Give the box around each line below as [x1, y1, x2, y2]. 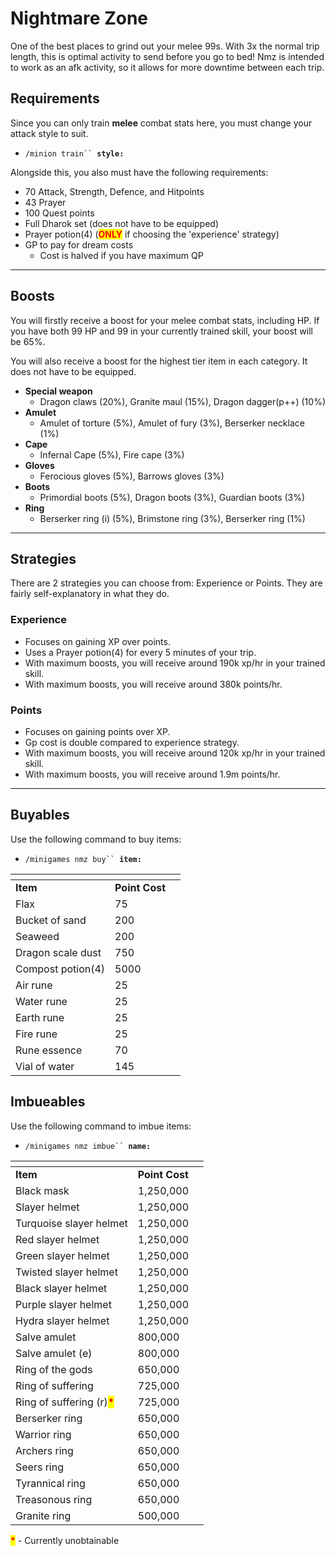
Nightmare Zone [10, 7, 149, 30]
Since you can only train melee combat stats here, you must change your [10, 117, 313, 129]
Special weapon [24, 385, 93, 397]
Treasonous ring [15, 1492, 93, 1506]
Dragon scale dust [15, 945, 102, 959]
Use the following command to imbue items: [10, 1120, 192, 1132]
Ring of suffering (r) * [15, 1395, 115, 1409]
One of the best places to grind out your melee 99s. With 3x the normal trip [10, 40, 320, 52]
